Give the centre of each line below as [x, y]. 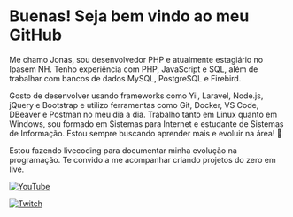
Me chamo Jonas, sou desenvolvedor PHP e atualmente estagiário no [136, 59]
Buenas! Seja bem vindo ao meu [129, 16]
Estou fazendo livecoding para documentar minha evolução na [123, 150]
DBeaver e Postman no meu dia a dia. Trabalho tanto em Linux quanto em [143, 114]
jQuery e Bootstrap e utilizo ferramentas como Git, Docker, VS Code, [134, 105]
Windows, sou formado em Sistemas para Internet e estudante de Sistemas [146, 124]
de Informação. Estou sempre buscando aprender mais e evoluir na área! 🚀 [146, 133]
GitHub [35, 35]
